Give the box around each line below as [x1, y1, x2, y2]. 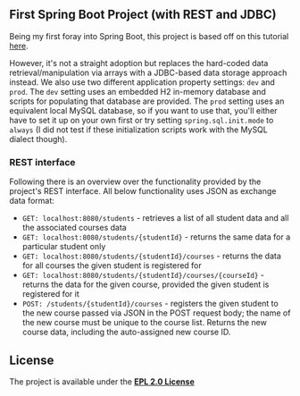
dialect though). [9, 133, 68, 144]
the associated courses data [21, 223, 127, 233]
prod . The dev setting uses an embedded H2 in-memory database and [9, 86, 266, 97]
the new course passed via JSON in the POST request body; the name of [21, 308, 291, 318]
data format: [9, 196, 55, 206]
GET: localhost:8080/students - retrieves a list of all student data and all [21, 213, 289, 223]
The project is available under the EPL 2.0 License [9, 375, 195, 387]
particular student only [21, 241, 106, 252]
